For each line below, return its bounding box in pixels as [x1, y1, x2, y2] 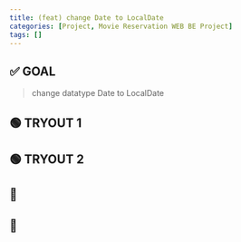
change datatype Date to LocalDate [31, 88, 165, 99]
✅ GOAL [9, 63, 56, 79]
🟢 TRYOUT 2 [9, 151, 84, 167]
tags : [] [9, 30, 43, 39]
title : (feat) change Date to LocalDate [9, 13, 165, 23]
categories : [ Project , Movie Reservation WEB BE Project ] [9, 22, 233, 31]
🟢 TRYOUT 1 [9, 115, 82, 131]
